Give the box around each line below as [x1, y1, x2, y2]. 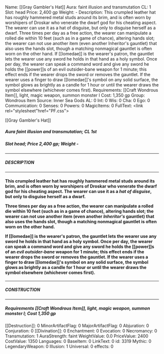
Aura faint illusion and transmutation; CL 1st [5, 128, 97, 134]
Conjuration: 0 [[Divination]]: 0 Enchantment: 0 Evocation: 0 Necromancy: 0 [5, 328, 158, 334]
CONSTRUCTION [5, 287, 41, 292]
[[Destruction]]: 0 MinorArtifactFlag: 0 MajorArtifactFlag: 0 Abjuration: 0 [5, 323, 149, 329]
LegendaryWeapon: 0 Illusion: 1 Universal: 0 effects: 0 [5, 344, 114, 350]
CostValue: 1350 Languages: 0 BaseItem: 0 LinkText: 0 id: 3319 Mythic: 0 [5, 338, 152, 344]
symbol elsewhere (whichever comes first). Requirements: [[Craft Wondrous [5, 87, 159, 93]
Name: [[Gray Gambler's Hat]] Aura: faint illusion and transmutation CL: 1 [5, 4, 151, 10]
